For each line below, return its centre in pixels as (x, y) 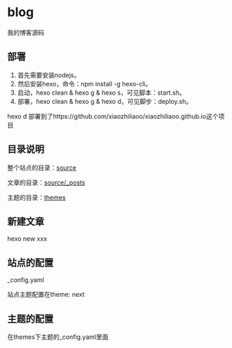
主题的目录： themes (36, 197)
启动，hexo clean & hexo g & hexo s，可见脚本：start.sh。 (101, 93)
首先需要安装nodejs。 (49, 75)
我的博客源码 (26, 32)
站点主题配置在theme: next (46, 295)
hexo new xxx (27, 239)
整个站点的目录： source (42, 167)
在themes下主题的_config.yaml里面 (58, 337)
